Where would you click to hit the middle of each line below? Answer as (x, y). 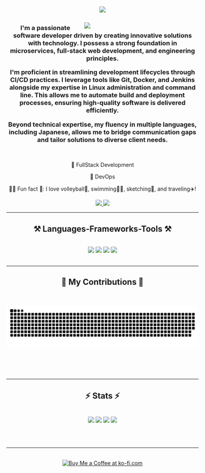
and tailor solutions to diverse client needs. (103, 139)
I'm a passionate (45, 28)
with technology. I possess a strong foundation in (103, 43)
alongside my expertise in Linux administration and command (103, 87)
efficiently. (103, 111)
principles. (103, 59)
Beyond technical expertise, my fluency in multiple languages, (103, 124)
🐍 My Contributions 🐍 (103, 282)
